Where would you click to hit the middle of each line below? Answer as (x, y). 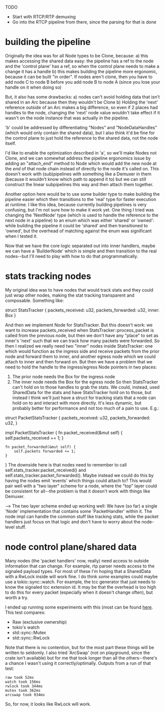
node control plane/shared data (71, 547)
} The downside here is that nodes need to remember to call (66, 464)
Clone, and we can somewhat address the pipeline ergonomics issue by (78, 158)
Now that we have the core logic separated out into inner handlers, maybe (80, 246)
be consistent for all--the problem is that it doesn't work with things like (78, 491)
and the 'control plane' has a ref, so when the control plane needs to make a (82, 66)
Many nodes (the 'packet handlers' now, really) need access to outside (77, 560)
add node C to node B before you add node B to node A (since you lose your (83, 82)
